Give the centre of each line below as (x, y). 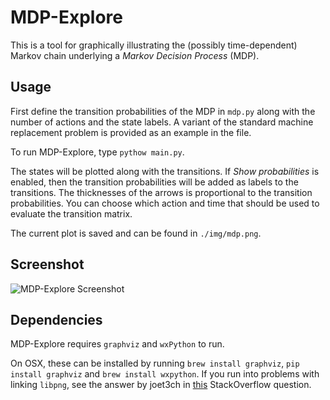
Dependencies (56, 319)
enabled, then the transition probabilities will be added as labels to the (154, 182)
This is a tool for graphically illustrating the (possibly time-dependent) (154, 45)
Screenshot (47, 264)
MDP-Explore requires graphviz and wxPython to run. (117, 344)
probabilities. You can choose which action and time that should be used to (165, 203)
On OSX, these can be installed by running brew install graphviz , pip (155, 363)
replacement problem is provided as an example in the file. (131, 132)
